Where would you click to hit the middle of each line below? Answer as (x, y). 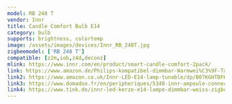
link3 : (17, 83)
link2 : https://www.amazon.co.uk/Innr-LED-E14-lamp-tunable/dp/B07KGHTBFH (117, 77)
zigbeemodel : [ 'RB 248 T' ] (46, 52)
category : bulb (29, 32)
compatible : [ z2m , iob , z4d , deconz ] (57, 58)
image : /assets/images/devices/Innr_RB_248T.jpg (78, 45)
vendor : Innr (26, 20)
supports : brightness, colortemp (55, 39)
